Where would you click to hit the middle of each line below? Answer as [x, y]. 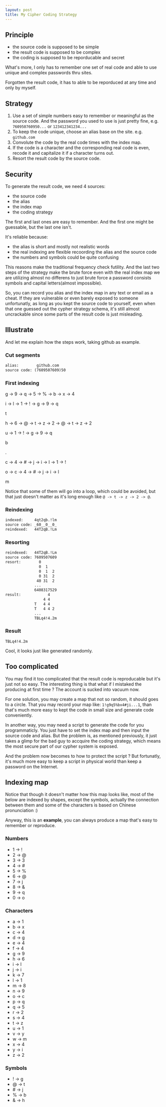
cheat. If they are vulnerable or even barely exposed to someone [72, 298]
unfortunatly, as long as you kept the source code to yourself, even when [80, 303]
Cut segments [23, 355]
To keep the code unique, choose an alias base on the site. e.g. [77, 132]
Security [19, 174]
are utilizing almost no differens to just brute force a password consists [78, 277]
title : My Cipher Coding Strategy [41, 15]
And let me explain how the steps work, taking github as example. [73, 342]
